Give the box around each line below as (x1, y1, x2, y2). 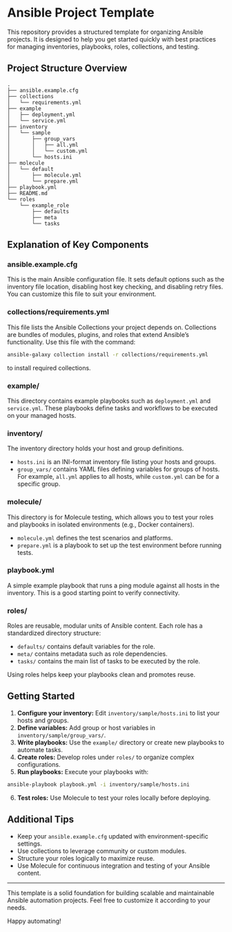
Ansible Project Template (7, 5, 155, 21)
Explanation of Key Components (7, 239, 149, 250)
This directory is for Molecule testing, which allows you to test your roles (7, 513, 214, 521)
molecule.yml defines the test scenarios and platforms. (17, 533, 173, 542)
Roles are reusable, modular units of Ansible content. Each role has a (7, 621, 203, 630)
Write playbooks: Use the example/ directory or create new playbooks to (17, 738, 224, 747)
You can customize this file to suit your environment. (7, 290, 157, 298)
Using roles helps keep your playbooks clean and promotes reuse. (7, 670, 195, 679)
